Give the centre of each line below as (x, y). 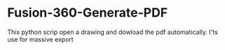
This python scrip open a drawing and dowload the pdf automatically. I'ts (113, 32)
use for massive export (40, 39)
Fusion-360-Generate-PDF (88, 13)
